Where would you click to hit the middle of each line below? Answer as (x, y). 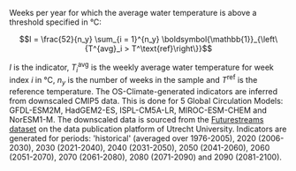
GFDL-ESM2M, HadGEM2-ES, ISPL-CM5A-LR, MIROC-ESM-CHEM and (138, 110)
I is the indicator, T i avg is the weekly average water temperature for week (141, 67)
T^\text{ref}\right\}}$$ (172, 48)
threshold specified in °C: (55, 22)
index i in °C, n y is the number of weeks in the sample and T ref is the (133, 80)
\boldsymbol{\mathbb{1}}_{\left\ (220, 39)
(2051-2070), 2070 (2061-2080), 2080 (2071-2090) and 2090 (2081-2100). (146, 157)
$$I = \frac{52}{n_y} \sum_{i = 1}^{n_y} (90, 39)
